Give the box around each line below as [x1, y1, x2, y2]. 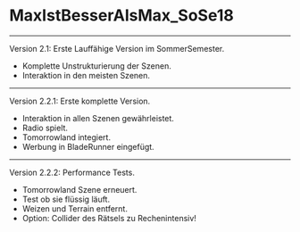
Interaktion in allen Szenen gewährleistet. [21, 112, 174, 123]
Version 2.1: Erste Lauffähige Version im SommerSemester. [9, 43, 225, 54]
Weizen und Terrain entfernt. [21, 203, 128, 214]
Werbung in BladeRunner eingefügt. [21, 141, 154, 152]
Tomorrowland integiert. [21, 131, 112, 143]
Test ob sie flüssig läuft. [21, 194, 110, 204]
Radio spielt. [21, 122, 69, 133]
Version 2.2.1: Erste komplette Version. [9, 95, 151, 106]
